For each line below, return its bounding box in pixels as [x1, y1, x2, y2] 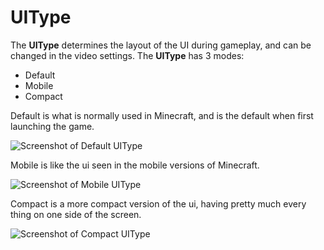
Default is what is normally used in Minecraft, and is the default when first [10, 109, 314, 121]
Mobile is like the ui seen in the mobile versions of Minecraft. [10, 159, 260, 171]
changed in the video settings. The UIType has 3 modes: [10, 49, 245, 61]
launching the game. [10, 120, 95, 132]
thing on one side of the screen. [10, 208, 142, 220]
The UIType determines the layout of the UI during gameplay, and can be [10, 39, 312, 51]
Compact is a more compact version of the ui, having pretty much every [10, 197, 307, 210]
